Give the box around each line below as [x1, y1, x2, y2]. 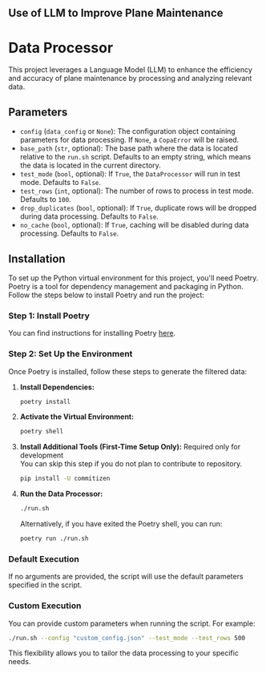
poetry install [19, 397, 71, 405]
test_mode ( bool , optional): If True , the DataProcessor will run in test [19, 169, 240, 179]
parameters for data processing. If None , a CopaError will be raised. [19, 135, 240, 145]
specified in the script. [8, 580, 83, 590]
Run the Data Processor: [19, 489, 103, 499]
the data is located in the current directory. [19, 160, 162, 171]
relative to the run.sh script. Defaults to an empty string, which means [19, 152, 252, 162]
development [19, 450, 64, 460]
